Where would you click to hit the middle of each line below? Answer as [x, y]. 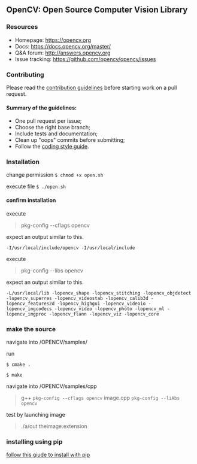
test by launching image [36, 414]
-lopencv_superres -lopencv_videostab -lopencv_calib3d [77, 298]
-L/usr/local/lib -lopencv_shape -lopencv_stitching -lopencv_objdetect [99, 293]
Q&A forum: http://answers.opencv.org [63, 53]
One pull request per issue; [48, 121]
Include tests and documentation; [56, 134]
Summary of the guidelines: [41, 108]
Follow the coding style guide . [52, 147]
